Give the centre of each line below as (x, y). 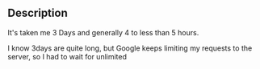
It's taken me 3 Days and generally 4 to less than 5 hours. (103, 32)
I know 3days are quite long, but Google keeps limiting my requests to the (130, 48)
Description (38, 13)
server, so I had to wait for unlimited (67, 56)
